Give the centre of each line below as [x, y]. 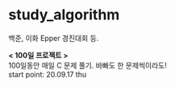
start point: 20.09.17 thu [48, 74]
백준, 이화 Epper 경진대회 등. [54, 38]
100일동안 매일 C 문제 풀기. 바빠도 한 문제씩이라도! [87, 65]
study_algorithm [64, 15]
